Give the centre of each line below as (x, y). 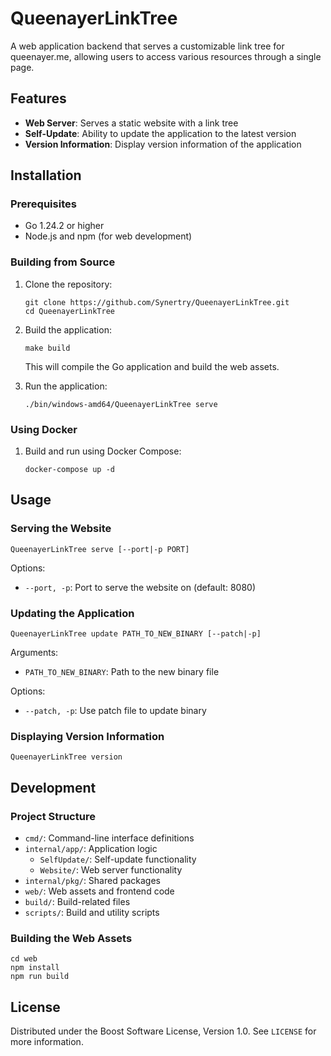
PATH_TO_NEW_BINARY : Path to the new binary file (122, 672)
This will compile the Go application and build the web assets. (152, 366)
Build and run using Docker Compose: (103, 451)
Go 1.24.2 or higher (64, 226)
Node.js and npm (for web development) (108, 236)
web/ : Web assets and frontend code (99, 891)
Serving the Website (61, 529)
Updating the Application (72, 613)
